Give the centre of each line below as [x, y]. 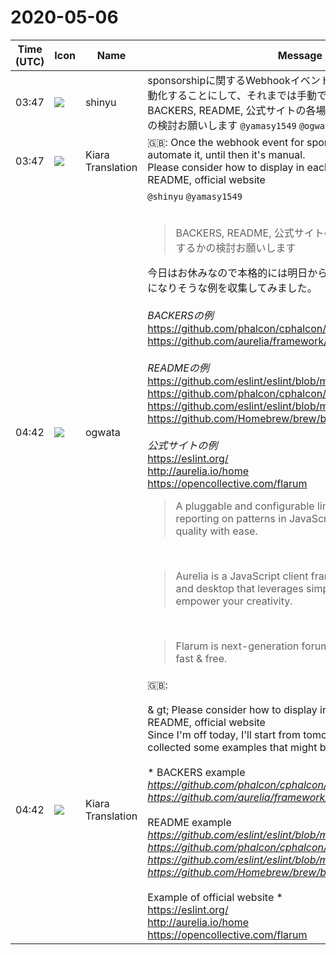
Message [300, 55]
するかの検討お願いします [236, 248]
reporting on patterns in [231, 518]
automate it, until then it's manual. [226, 154]
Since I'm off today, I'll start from [224, 734]
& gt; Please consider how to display [232, 709]
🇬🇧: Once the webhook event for [226, 142]
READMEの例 [178, 368]
